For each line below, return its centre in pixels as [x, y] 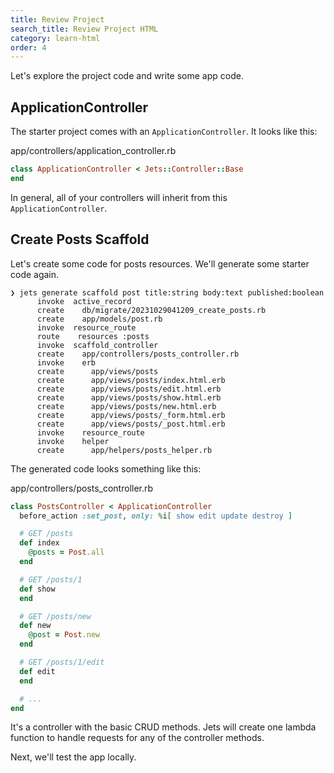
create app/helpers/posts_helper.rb [124, 450]
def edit [37, 671]
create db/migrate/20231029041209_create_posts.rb [151, 310]
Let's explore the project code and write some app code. [127, 76]
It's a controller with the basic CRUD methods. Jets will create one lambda [163, 727]
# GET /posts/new [55, 616]
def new [35, 626]
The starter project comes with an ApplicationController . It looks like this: [164, 132]
